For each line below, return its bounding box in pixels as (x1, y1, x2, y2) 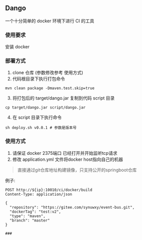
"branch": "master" (9, 218, 50, 223)
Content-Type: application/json (5, 192, 72, 197)
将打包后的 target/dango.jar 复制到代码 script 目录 (12, 95, 115, 101)
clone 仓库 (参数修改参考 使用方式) (12, 70, 84, 76)
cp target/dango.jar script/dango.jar (5, 105, 86, 110)
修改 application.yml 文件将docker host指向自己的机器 (12, 156, 123, 162)
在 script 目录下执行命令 (12, 115, 62, 120)
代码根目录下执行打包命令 (12, 76, 65, 82)
